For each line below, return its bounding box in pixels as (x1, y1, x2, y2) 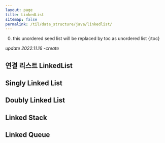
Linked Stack (5, 113, 47, 122)
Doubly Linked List (5, 96, 65, 104)
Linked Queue (5, 130, 50, 139)
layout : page (5, 7, 33, 13)
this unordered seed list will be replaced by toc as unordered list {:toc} (12, 35, 160, 42)
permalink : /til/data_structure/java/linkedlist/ (5, 21, 113, 27)
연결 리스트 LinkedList (5, 61, 73, 70)
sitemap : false (5, 17, 38, 22)
